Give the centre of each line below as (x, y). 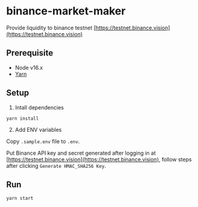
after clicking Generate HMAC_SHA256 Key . (56, 165)
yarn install (23, 119)
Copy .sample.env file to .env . (43, 141)
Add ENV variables (38, 129)
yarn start (20, 199)
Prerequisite (30, 53)
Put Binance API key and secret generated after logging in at (81, 153)
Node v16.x (29, 67)
